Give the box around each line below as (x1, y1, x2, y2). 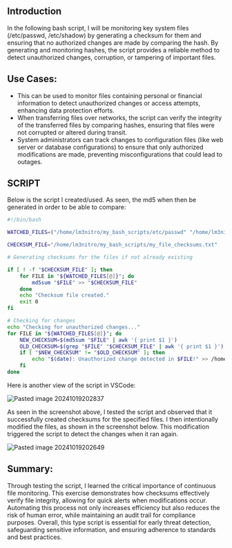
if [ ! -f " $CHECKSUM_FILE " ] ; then (7, 266, 113, 273)
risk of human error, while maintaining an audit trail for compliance (7, 511, 196, 519)
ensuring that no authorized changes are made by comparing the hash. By (7, 38, 219, 47)
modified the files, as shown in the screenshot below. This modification (7, 422, 209, 431)
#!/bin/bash (7, 217, 41, 224)
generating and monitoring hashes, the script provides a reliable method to (7, 46, 220, 54)
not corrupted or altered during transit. (17, 128, 128, 137)
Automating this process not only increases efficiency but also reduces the (7, 503, 220, 511)
